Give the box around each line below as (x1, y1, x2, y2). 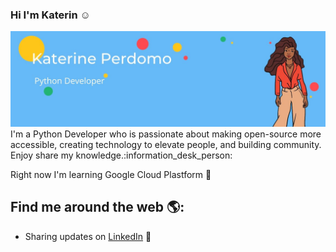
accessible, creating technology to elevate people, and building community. (10, 138, 322, 150)
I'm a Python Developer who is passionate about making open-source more (10, 128, 322, 140)
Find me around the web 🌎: (10, 199, 185, 216)
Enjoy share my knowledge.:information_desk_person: (10, 149, 233, 161)
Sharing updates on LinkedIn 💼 (24, 230, 152, 242)
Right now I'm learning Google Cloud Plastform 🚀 (10, 168, 212, 180)
